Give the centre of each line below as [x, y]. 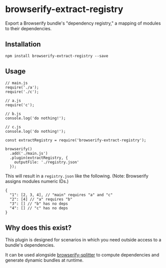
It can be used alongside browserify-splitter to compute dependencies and [82, 255]
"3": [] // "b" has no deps [39, 204]
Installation [23, 44]
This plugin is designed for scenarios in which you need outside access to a [83, 240]
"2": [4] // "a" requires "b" [41, 199]
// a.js [13, 101]
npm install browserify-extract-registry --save [57, 56]
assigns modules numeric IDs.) [37, 181]
